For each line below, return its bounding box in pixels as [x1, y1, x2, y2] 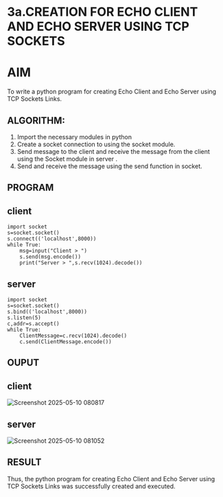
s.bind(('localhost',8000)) [7, 308, 88, 315]
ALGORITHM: [7, 115, 65, 126]
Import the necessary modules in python [16, 132, 132, 141]
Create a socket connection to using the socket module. [16, 140, 176, 148]
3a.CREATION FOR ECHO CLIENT [7, 4, 198, 20]
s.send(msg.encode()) [19, 253, 81, 261]
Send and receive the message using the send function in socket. [16, 162, 202, 170]
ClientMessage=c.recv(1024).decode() [19, 332, 128, 339]
